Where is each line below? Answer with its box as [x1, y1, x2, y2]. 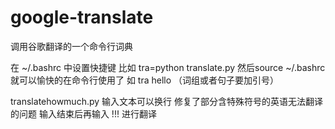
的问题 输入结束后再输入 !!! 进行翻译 [10, 107, 157, 120]
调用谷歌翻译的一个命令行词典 [10, 40, 133, 52]
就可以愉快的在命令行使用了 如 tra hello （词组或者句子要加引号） [10, 74, 280, 86]
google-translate [10, 6, 154, 29]
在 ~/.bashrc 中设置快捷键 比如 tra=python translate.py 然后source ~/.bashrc [10, 61, 326, 73]
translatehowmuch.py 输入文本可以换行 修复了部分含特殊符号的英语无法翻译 [10, 95, 323, 107]
